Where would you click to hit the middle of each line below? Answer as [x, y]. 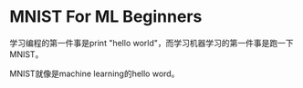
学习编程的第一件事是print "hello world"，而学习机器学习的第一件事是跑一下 [151, 43]
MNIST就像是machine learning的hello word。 [94, 73]
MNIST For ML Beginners [106, 17]
